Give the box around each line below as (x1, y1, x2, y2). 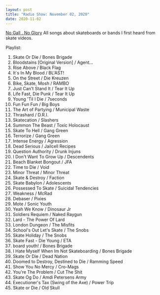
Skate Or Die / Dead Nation (12, 254, 68, 259)
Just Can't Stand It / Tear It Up (12, 86, 75, 92)
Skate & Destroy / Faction (12, 175, 64, 181)
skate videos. (5, 35, 33, 41)
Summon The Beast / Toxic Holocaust (12, 122, 90, 128)
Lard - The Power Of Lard (12, 217, 65, 222)
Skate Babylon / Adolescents (12, 180, 71, 186)
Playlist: (5, 45, 22, 51)
